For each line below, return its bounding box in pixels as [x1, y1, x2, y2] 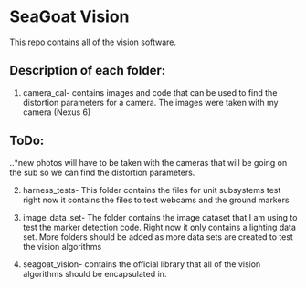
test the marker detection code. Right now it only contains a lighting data [22, 221, 297, 232]
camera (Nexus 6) [22, 107, 91, 118]
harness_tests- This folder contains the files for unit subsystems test [22, 184, 281, 195]
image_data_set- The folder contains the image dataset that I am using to [22, 211, 298, 222]
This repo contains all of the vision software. [9, 36, 176, 47]
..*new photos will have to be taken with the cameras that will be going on [9, 157, 288, 168]
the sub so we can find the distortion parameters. [9, 167, 195, 178]
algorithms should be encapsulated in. [22, 268, 167, 279]
